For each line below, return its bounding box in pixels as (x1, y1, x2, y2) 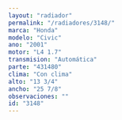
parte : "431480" (8, 63, 62, 71)
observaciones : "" (8, 92, 69, 100)
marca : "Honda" (8, 26, 59, 34)
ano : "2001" (8, 41, 48, 49)
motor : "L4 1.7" (8, 48, 62, 56)
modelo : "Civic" (8, 33, 62, 42)
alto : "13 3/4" (8, 77, 59, 85)
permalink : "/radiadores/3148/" (8, 19, 115, 27)
